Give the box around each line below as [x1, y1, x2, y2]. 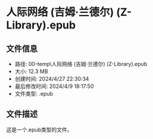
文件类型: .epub [14, 90, 54, 97]
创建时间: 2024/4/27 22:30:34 [14, 75, 89, 82]
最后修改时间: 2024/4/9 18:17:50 [14, 83, 94, 90]
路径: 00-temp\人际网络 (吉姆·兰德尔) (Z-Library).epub [14, 61, 148, 67]
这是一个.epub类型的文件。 [6, 126, 73, 133]
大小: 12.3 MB [14, 68, 49, 75]
